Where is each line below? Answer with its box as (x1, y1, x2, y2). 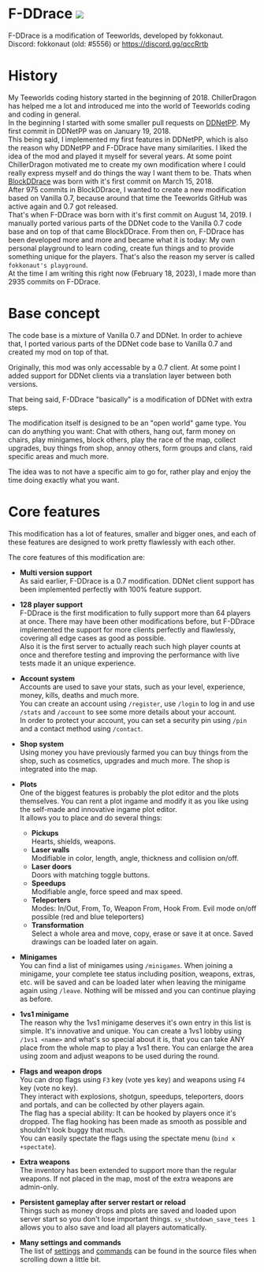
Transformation (31, 920, 84, 929)
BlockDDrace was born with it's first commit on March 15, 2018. (8, 176, 214, 186)
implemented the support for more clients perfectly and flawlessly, (19, 625, 236, 634)
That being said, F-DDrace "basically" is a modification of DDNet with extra (8, 395, 253, 404)
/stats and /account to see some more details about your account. (19, 706, 236, 717)
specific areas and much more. (8, 451, 109, 461)
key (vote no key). (19, 1083, 79, 1092)
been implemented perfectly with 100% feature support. (19, 584, 203, 594)
